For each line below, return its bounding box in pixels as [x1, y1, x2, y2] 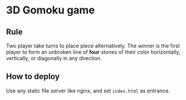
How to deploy [6, 71, 60, 82]
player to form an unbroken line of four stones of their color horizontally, [6, 49, 181, 56]
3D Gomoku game [6, 4, 95, 17]
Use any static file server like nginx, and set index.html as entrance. [6, 87, 170, 94]
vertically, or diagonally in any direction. [6, 55, 102, 61]
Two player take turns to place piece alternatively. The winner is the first [6, 42, 180, 49]
